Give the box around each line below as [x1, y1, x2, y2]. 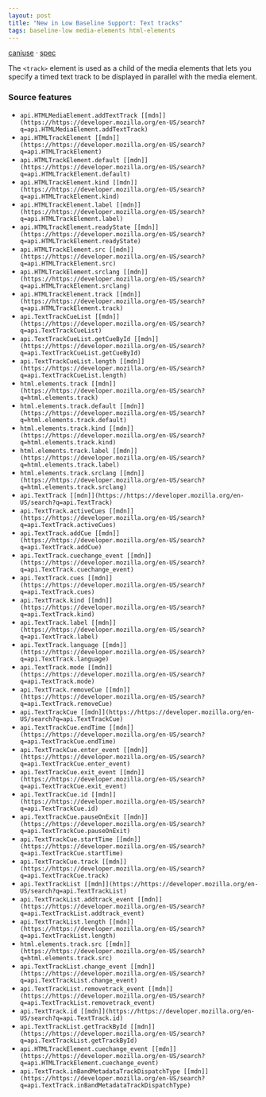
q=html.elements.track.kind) [19, 438, 117, 446]
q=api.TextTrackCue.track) [19, 871, 110, 879]
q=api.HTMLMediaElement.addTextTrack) [19, 125, 148, 134]
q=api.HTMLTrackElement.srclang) [19, 281, 131, 290]
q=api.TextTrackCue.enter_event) [19, 760, 131, 768]
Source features [8, 92, 72, 103]
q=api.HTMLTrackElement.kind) [19, 192, 121, 200]
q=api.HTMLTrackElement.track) [19, 304, 124, 312]
